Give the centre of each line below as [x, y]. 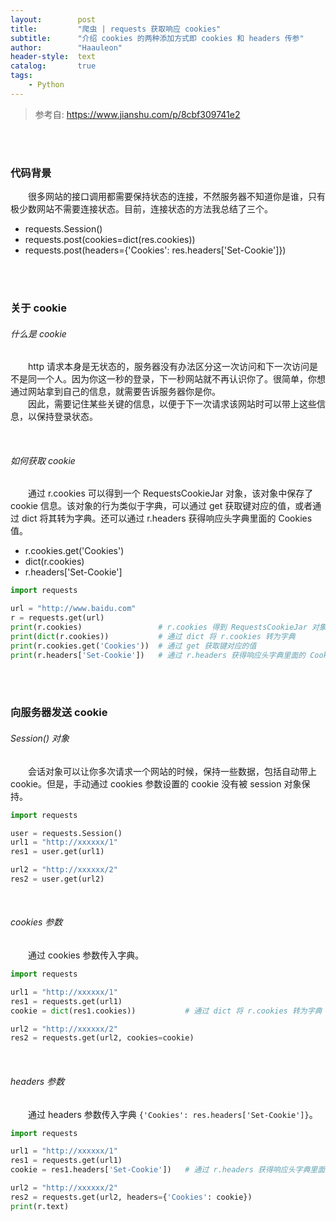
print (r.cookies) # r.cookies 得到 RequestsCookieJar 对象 [168, 627]
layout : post [53, 19]
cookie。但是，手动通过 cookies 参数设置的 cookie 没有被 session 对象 [156, 783]
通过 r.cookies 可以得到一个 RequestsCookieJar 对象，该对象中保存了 [171, 493]
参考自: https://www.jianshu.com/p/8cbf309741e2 [137, 114]
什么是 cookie [38, 333]
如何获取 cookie [43, 460]
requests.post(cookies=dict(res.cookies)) [110, 240]
